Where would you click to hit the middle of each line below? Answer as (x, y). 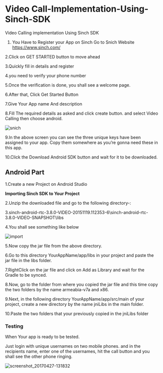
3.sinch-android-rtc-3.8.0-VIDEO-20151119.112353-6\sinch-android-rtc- (77, 212)
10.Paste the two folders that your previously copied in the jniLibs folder (77, 313)
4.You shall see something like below (42, 227)
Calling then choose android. (34, 118)
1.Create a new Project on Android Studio (46, 184)
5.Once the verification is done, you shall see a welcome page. (68, 85)
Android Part (25, 172)
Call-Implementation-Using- (90, 9)
